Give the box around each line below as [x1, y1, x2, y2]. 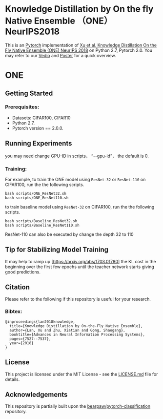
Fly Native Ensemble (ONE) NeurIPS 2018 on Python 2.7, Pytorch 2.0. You [5, 47, 153, 53]
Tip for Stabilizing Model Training [5, 246, 109, 254]
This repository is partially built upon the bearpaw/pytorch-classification [5, 403, 151, 409]
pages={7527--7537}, [9, 336, 51, 341]
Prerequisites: [5, 104, 40, 110]
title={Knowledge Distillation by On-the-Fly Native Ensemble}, [9, 323, 143, 328]
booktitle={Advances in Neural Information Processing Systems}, [9, 332, 145, 337]
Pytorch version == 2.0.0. [12, 125, 63, 131]
